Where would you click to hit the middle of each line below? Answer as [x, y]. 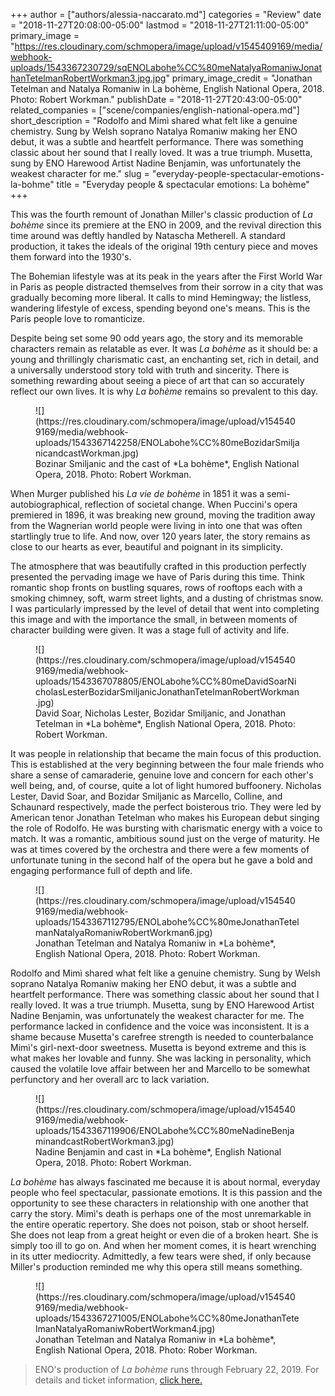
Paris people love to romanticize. [78, 318]
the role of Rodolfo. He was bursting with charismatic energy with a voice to [166, 828]
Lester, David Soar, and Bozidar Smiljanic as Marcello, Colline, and [146, 796]
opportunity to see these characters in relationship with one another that [159, 1203]
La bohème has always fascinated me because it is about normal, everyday [165, 1182]
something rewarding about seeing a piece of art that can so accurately [157, 380]
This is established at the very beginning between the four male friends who [167, 764]
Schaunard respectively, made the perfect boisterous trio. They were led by [166, 807]
